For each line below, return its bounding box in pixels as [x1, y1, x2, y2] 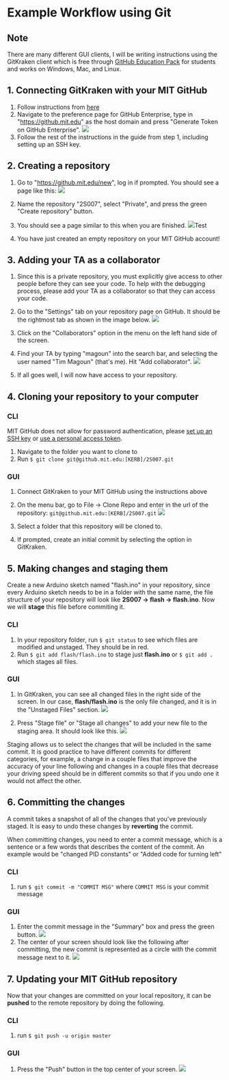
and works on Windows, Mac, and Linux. [7, 65, 122, 73]
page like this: [16, 187, 57, 195]
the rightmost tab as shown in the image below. [16, 315, 150, 324]
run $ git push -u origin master [16, 1031, 111, 1040]
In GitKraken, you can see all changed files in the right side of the [16, 690, 201, 698]
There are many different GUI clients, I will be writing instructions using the [7, 50, 217, 58]
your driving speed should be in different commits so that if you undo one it [7, 769, 219, 778]
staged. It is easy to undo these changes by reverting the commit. [7, 821, 193, 830]
